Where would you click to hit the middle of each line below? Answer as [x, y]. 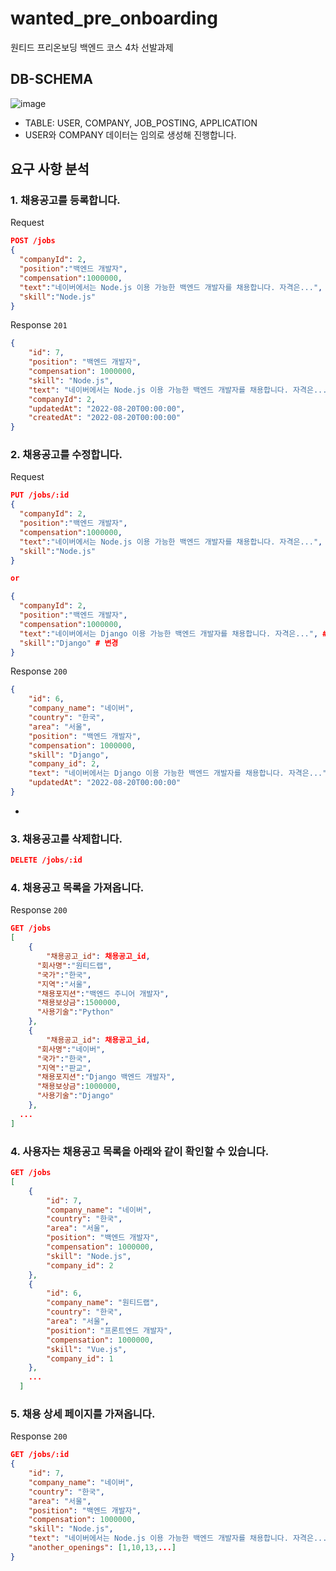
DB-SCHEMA [51, 79]
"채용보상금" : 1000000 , [79, 1087]
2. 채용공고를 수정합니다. [66, 455]
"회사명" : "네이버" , [71, 1049]
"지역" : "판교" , [64, 1068]
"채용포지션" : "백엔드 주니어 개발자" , [103, 993]
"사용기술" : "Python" [75, 1012]
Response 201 [39, 325]
